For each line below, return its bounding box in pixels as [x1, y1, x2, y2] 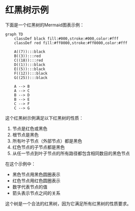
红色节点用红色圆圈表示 [12, 177, 61, 184]
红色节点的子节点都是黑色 [12, 144, 65, 150]
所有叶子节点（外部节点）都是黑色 [12, 138, 82, 144]
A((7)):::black [14, 49, 46, 54]
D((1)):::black [14, 62, 46, 67]
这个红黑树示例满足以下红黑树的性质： [5, 115, 83, 121]
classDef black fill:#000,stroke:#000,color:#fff [14, 36, 119, 41]
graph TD [5, 32, 23, 37]
